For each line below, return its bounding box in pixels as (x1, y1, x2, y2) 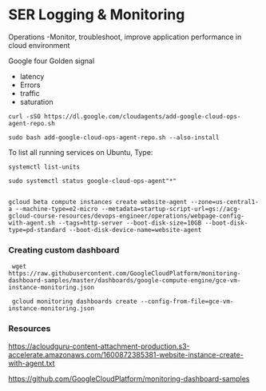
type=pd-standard (8, 225, 66, 233)
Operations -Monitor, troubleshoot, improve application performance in (8, 32, 242, 42)
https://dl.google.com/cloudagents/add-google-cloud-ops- (43, 112, 241, 121)
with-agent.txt (8, 358, 55, 368)
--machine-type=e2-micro (15, 205, 98, 213)
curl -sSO (8, 112, 42, 121)
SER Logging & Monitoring (8, 6, 185, 24)
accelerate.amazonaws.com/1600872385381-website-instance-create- (8, 349, 244, 359)
